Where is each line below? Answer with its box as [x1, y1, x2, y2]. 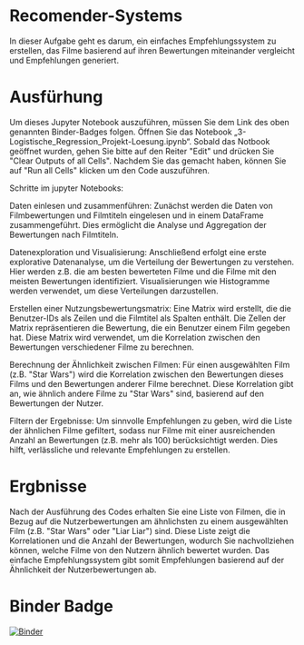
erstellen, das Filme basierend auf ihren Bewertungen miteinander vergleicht [9, 45, 295, 55]
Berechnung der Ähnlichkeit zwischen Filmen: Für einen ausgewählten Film [9, 359, 290, 370]
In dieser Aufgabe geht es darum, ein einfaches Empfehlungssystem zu [9, 35, 277, 46]
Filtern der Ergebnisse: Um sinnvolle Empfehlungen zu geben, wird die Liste [9, 415, 293, 426]
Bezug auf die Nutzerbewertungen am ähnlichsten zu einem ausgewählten [9, 515, 289, 527]
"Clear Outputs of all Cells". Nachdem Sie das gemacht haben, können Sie [9, 155, 287, 166]
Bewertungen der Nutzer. [9, 397, 104, 409]
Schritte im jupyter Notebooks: [9, 183, 124, 193]
